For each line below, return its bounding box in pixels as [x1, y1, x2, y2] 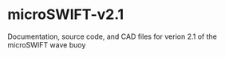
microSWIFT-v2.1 [7, 6, 124, 24]
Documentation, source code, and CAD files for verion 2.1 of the [7, 32, 217, 41]
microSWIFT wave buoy [7, 40, 86, 49]
